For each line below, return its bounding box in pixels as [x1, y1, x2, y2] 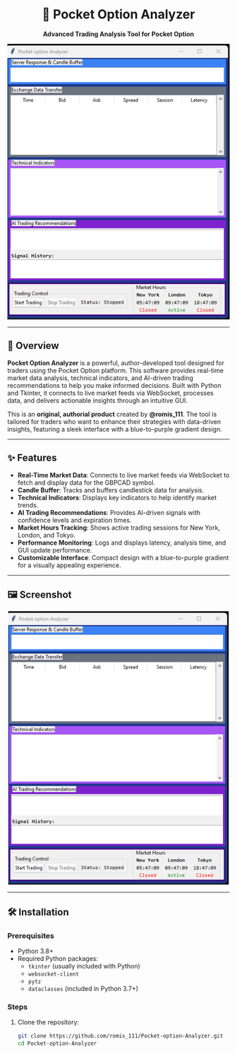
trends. [17, 501, 39, 509]
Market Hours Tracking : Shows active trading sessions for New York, [17, 523, 221, 532]
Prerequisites [7, 930, 54, 940]
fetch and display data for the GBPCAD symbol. [17, 478, 156, 487]
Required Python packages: [17, 954, 99, 963]
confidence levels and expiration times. [17, 516, 132, 524]
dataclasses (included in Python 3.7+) [28, 985, 139, 993]
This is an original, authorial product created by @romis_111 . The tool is [7, 410, 217, 418]
